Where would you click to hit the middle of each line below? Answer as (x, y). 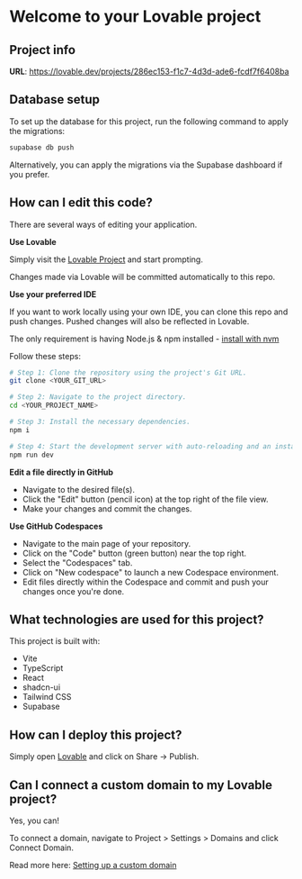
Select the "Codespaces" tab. (77, 562)
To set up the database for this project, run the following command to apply (149, 121)
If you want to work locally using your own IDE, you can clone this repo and (149, 312)
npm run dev (31, 455)
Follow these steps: (45, 356)
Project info (43, 50)
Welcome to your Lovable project (135, 17)
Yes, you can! (35, 820)
